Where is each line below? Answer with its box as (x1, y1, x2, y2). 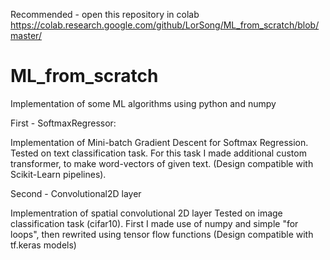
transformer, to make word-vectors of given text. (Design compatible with (10, 157, 314, 169)
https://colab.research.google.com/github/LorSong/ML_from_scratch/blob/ (10, 19, 320, 31)
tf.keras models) (10, 239, 77, 251)
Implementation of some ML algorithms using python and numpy (10, 97, 277, 109)
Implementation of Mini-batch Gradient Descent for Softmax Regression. (10, 136, 309, 148)
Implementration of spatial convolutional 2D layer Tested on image (10, 207, 283, 219)
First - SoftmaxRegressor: (10, 117, 117, 129)
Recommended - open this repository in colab (10, 9, 200, 20)
